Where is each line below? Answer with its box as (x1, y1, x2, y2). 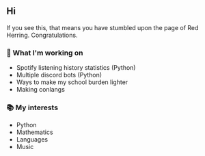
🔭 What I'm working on (6, 48, 83, 57)
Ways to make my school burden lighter (16, 78, 128, 86)
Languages (16, 135, 49, 144)
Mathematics (16, 128, 53, 136)
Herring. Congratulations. (6, 31, 78, 39)
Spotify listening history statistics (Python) (16, 64, 136, 72)
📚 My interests (6, 103, 59, 112)
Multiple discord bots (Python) (16, 71, 102, 79)
